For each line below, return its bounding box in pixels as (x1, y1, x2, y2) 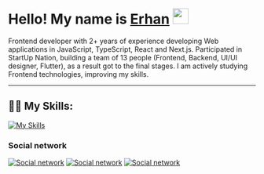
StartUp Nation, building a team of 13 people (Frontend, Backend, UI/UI (8, 53, 238, 62)
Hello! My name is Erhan (8, 10, 170, 28)
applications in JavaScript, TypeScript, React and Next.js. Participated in (8, 44, 243, 54)
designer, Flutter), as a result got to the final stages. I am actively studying (8, 61, 248, 71)
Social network (8, 140, 67, 150)
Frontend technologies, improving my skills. (8, 69, 149, 78)
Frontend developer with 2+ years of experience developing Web (8, 36, 219, 45)
